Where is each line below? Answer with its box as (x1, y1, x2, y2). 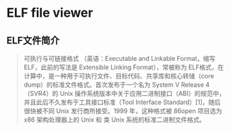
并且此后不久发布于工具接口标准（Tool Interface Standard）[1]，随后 (23, 98, 221, 106)
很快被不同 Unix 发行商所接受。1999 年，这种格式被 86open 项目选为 (23, 107, 223, 115)
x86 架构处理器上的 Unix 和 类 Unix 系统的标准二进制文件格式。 (23, 115, 206, 124)
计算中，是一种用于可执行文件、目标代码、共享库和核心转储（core (23, 72, 214, 80)
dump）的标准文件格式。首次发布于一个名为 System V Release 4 (23, 80, 210, 89)
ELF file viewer (6, 5, 94, 21)
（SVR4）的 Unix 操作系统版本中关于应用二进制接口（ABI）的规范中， (23, 89, 225, 97)
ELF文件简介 (6, 34, 60, 46)
